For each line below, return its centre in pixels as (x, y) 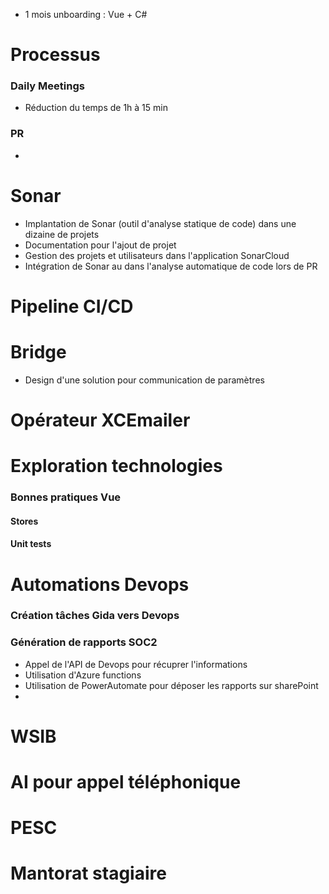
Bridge (38, 352)
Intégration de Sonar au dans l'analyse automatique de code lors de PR (171, 266)
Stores (24, 521)
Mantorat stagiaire (88, 873)
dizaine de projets (62, 234)
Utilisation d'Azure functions (83, 675)
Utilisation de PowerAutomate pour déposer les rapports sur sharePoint (171, 685)
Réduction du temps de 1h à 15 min (96, 108)
